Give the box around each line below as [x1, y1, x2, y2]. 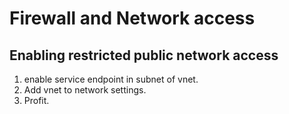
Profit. [23, 95, 50, 106]
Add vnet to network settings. [23, 84, 147, 96]
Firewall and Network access [9, 7, 256, 30]
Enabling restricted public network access [9, 47, 279, 64]
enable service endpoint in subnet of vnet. [23, 73, 199, 85]
